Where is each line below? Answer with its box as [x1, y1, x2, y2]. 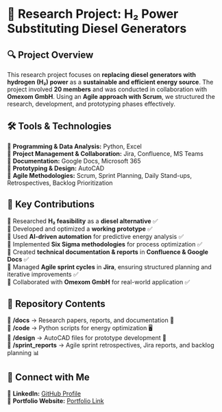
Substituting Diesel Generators [7, 21, 187, 36]
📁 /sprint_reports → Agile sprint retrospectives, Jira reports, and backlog [7, 341, 214, 350]
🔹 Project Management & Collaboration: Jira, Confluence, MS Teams [7, 149, 203, 157]
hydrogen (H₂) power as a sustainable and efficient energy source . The [7, 78, 214, 86]
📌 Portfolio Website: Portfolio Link [7, 397, 104, 405]
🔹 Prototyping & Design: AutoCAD [7, 164, 105, 172]
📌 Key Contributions [7, 198, 95, 210]
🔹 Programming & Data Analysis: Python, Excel [7, 142, 143, 150]
